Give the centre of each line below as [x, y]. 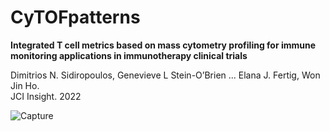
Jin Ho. [25, 85]
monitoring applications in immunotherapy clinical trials [129, 55]
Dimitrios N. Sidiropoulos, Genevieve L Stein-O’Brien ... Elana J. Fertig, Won [165, 75]
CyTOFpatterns [75, 17]
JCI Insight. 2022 [46, 96]
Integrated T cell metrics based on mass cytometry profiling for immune [163, 45]
